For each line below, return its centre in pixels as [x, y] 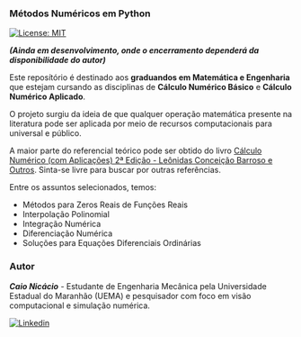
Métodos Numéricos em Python [80, 14]
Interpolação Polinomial [66, 214]
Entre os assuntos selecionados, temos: [83, 187]
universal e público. [46, 133]
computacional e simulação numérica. [80, 305]
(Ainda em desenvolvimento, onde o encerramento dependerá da [134, 50]
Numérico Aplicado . [48, 96]
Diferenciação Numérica [67, 233]
